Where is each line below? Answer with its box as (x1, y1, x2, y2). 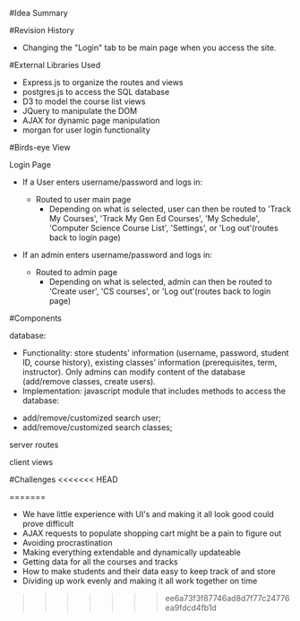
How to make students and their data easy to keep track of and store (21, 566, 276, 576)
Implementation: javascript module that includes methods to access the (21, 385, 287, 396)
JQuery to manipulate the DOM (21, 106, 137, 116)
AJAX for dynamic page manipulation (21, 116, 160, 125)
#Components (9, 313, 63, 323)
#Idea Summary (9, 8, 69, 18)
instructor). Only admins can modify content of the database (21, 367, 246, 377)
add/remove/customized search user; (21, 412, 161, 423)
